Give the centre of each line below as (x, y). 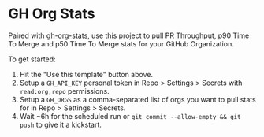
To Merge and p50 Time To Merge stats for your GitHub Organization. (121, 43)
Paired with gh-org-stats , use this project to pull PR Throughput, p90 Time (129, 35)
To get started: (32, 59)
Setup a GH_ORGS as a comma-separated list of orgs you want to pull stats (138, 99)
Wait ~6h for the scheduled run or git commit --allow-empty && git (130, 116)
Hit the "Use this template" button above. (86, 74)
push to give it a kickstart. (61, 124)
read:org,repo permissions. (64, 91)
